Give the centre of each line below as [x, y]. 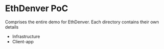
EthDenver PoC [37, 8]
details [12, 27]
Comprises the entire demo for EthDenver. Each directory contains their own [82, 22]
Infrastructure [26, 36]
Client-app [23, 41]
